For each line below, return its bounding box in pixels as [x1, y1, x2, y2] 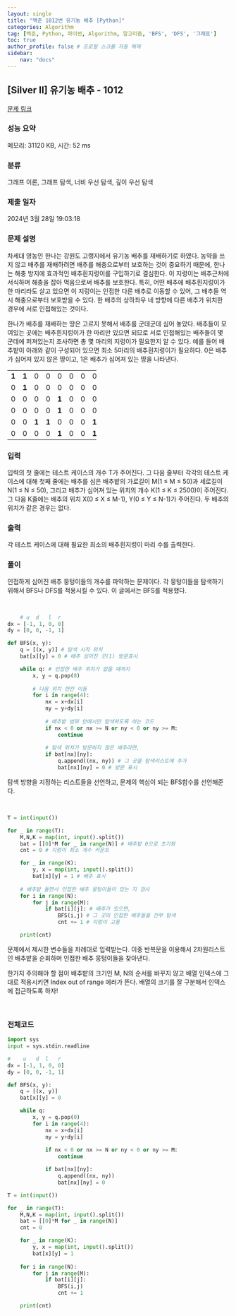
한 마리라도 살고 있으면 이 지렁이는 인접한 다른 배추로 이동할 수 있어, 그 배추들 [7, 287, 220, 295]
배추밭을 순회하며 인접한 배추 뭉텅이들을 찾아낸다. [14, 954, 150, 962]
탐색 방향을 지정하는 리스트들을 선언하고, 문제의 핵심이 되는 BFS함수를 [7, 778, 199, 786]
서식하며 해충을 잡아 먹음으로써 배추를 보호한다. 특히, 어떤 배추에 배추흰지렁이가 [7, 278, 225, 286]
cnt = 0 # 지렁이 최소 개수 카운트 [20, 847, 110, 854]
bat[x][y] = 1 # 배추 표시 [32, 873, 106, 880]
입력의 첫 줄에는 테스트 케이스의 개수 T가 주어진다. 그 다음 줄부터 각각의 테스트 [7, 468, 222, 477]
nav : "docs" [20, 57, 55, 64]
